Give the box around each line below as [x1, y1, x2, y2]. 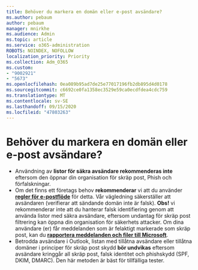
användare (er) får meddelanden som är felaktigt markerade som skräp [14, 225, 191, 232]
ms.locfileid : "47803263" [6, 109, 71, 115]
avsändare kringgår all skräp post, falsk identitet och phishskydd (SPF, [14, 250, 190, 258]
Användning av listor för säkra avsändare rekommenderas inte [14, 167, 173, 175]
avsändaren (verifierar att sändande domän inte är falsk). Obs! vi [14, 199, 175, 207]
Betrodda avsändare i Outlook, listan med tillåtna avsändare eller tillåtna [14, 238, 192, 245]
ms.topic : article [6, 37, 52, 43]
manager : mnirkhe [6, 25, 50, 32]
